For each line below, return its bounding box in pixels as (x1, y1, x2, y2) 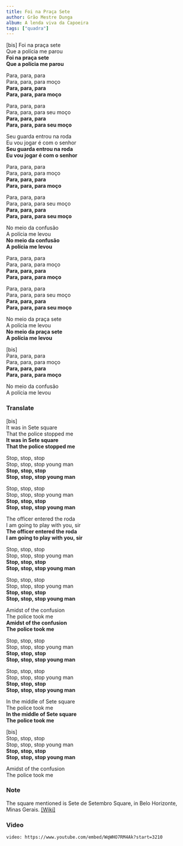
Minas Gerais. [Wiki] (6, 806, 56, 813)
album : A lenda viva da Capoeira (6, 20, 89, 26)
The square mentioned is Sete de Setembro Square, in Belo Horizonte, (6, 800, 178, 807)
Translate (6, 404, 34, 412)
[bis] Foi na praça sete (6, 42, 61, 49)
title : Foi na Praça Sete (6, 8, 70, 15)
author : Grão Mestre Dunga (6, 14, 73, 20)
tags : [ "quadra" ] (6, 25, 49, 31)
